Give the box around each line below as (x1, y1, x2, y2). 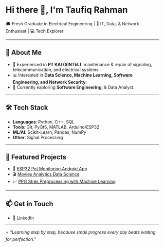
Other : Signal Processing (12, 134, 63, 140)
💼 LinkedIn (12, 215, 34, 221)
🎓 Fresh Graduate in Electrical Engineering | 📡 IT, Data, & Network (5, 20, 140, 26)
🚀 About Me (5, 49, 42, 57)
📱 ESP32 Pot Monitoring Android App (12, 166, 87, 172)
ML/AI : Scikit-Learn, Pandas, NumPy (12, 129, 87, 135)
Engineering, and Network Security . (12, 79, 87, 85)
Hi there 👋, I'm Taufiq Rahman (5, 4, 128, 16)
